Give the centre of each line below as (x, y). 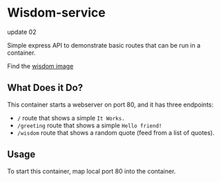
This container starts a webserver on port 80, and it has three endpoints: (110, 104)
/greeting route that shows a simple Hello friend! (89, 125)
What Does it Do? (45, 88)
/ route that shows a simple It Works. (71, 118)
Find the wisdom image (40, 66)
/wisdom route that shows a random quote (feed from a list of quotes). (116, 132)
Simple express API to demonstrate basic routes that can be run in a (104, 45)
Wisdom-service (56, 13)
